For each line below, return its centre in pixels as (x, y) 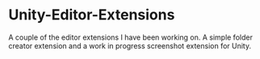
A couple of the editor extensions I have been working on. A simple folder (130, 37)
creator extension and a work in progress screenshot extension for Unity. (130, 45)
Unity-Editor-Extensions (92, 15)
